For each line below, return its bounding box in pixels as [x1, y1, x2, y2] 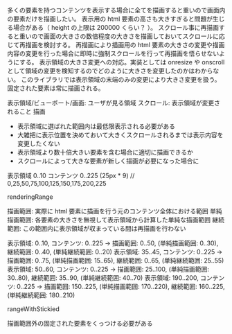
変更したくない [17, 139, 60, 148]
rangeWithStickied [7, 305, 60, 313]
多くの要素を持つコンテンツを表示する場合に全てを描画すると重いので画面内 [7, 6, 226, 14]
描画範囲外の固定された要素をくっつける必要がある [7, 319, 153, 327]
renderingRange [7, 193, 53, 201]
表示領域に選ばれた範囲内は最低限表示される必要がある [17, 122, 175, 130]
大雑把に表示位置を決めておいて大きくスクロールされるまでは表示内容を [17, 131, 224, 139]
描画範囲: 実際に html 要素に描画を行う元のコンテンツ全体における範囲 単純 [7, 207, 223, 215]
